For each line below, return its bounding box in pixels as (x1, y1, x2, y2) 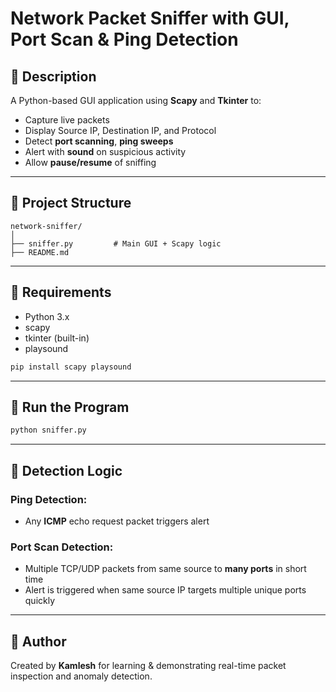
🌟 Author (10, 633, 67, 650)
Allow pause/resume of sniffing (24, 157, 157, 168)
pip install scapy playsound (10, 362, 132, 372)
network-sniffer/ (10, 221, 83, 231)
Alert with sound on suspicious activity (24, 146, 187, 157)
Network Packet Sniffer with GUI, (10, 7, 290, 30)
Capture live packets (24, 114, 110, 126)
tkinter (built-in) (24, 332, 90, 344)
